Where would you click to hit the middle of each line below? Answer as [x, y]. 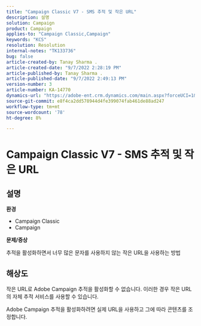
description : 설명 [28, 17]
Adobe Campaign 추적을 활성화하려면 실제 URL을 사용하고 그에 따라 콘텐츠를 [97, 309]
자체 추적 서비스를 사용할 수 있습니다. [55, 297]
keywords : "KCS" [26, 40]
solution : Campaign [31, 23]
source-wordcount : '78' [36, 112]
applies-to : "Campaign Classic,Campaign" [59, 34]
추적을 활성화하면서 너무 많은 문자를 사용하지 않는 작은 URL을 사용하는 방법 [93, 253]
